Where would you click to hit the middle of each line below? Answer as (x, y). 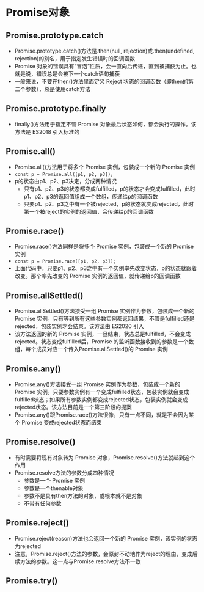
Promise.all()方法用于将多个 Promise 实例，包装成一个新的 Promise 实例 (105, 167)
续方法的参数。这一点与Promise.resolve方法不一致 (78, 561)
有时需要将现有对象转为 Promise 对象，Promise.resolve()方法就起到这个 (105, 457)
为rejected (27, 546)
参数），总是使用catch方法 (58, 89)
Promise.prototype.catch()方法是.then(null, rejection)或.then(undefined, (104, 51)
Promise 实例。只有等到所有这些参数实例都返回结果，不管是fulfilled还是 (104, 319)
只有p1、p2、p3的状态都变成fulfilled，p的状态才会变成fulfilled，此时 (110, 188)
